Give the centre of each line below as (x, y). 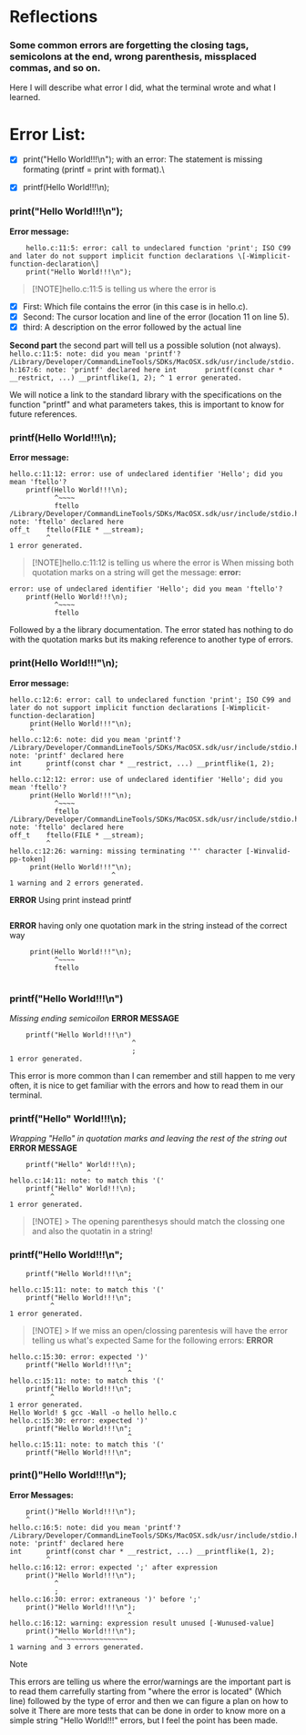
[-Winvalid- (268, 851)
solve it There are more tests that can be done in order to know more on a (148, 1710)
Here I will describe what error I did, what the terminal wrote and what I (143, 87)
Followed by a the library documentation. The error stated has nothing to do (152, 630)
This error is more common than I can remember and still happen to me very (153, 1075)
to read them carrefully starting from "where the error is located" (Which (146, 1691)
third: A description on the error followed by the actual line (132, 327)
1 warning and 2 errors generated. (77, 883)
